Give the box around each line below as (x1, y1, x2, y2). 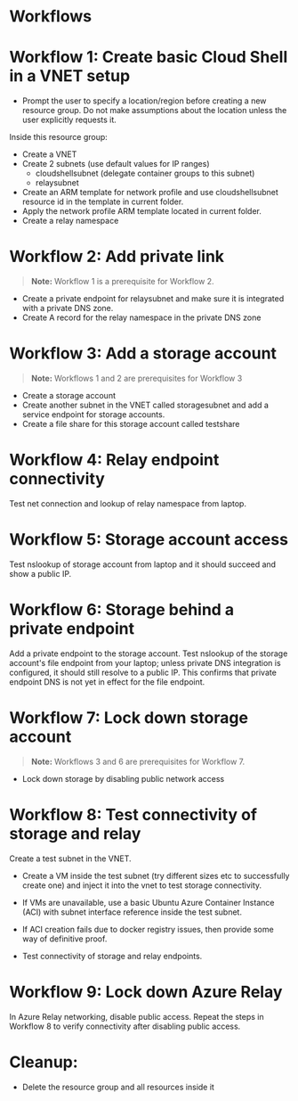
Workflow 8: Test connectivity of (9, 804, 258, 825)
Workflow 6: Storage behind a (9, 600, 235, 620)
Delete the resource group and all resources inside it (21, 1081, 215, 1092)
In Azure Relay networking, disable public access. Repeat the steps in (9, 1011, 264, 1022)
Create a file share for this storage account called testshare (21, 419, 240, 429)
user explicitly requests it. (21, 114, 117, 126)
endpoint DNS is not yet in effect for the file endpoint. (9, 676, 205, 687)
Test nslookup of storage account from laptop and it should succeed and (9, 559, 277, 570)
